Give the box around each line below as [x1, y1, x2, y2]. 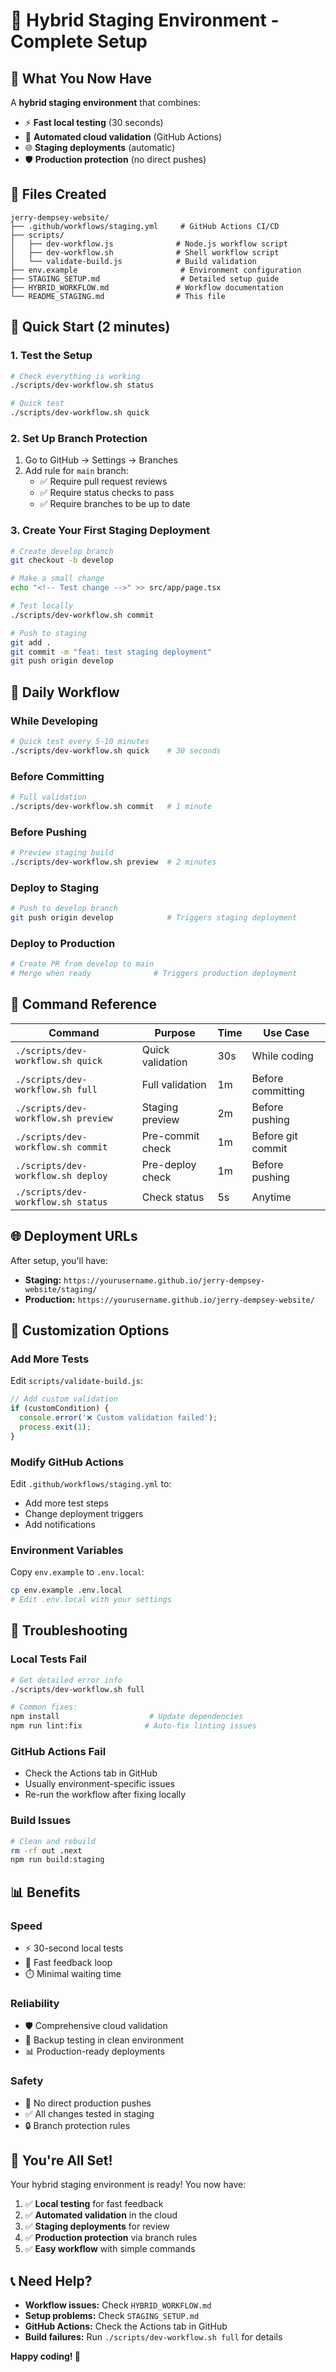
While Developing [10, 714, 98, 728]
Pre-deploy [141, 1157, 197, 1171]
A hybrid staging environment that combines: [10, 97, 202, 108]
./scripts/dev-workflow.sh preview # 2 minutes [10, 857, 217, 867]
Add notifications [24, 1518, 96, 1530]
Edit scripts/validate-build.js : [10, 1375, 143, 1387]
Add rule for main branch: [24, 465, 129, 477]
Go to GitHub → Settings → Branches [24, 454, 178, 466]
